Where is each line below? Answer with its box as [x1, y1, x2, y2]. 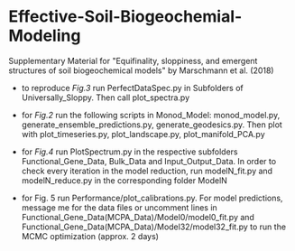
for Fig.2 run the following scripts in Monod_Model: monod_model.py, [21, 109, 281, 120]
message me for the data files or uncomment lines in [21, 201, 217, 213]
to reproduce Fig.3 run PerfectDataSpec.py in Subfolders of [21, 82, 244, 93]
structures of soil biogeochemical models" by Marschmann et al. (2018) [8, 65, 274, 76]
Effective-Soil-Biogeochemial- [8, 6, 243, 27]
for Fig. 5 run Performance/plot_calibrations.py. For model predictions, [21, 192, 283, 203]
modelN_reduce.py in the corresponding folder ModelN [21, 174, 227, 186]
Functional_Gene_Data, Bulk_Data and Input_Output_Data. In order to [21, 155, 277, 166]
